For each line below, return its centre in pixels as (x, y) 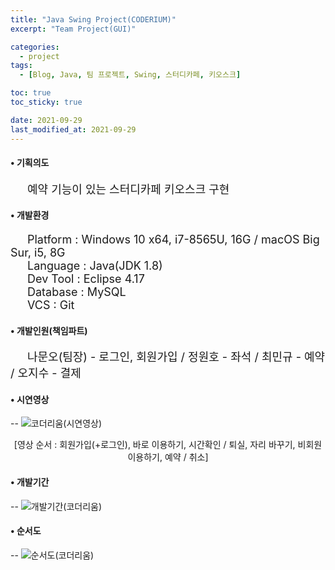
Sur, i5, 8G (38, 252)
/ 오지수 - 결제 (46, 373)
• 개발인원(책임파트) (49, 330)
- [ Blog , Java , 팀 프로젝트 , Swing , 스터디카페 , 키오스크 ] (130, 75)
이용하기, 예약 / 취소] (168, 457)
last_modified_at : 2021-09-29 (73, 129)
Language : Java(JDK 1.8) (95, 265)
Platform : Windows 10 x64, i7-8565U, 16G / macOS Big (173, 239)
